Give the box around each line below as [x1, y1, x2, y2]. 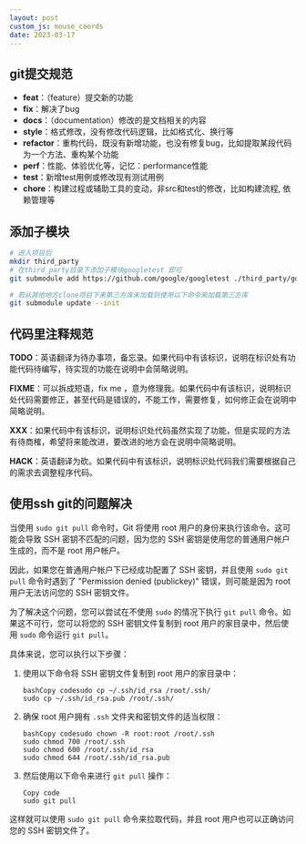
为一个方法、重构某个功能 [22, 149, 119, 160]
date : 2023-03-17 [9, 30, 76, 39]
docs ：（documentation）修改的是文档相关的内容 [22, 115, 207, 126]
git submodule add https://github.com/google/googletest [9, 274, 230, 283]
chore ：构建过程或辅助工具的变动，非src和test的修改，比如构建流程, [22, 183, 281, 194]
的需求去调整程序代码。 [9, 467, 97, 478]
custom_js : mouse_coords [9, 22, 104, 31]
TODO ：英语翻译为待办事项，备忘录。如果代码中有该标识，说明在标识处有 [9, 352, 289, 363]
